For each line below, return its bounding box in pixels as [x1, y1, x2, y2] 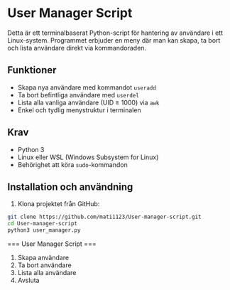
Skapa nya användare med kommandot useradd [17, 83, 156, 92]
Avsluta [17, 276, 40, 284]
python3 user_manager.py [7, 227, 81, 234]
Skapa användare [17, 254, 70, 262]
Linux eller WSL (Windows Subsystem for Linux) [17, 153, 159, 161]
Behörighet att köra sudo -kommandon [17, 160, 128, 168]
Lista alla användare [17, 269, 77, 276]
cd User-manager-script [7, 220, 78, 227]
